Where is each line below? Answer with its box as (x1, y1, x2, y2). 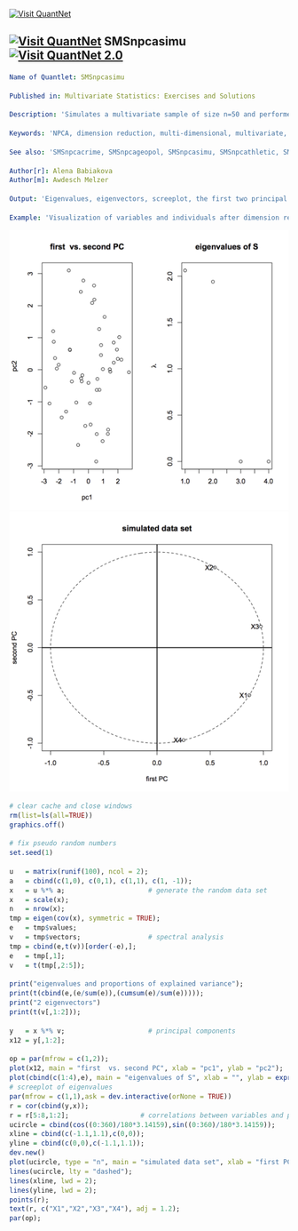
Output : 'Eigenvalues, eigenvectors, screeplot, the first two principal (9, 195, 288, 204)
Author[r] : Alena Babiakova (9, 166, 114, 175)
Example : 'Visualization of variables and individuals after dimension (9, 213, 279, 222)
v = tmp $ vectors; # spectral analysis (9, 933, 224, 942)
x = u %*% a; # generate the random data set (9, 885, 268, 895)
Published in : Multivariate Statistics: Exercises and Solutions (9, 92, 255, 100)
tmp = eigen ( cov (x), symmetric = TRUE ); (9, 914, 161, 923)
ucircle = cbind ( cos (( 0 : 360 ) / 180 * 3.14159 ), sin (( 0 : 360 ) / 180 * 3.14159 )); (9, 1120, 276, 1129)
